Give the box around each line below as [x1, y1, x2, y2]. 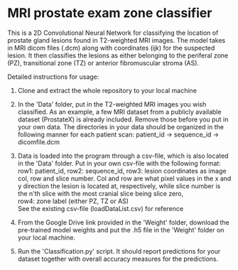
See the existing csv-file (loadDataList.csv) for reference [17, 204, 183, 212]
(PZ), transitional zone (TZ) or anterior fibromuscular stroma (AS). [7, 58, 200, 67]
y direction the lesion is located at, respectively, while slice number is [17, 181, 221, 190]
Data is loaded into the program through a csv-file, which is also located [17, 151, 229, 160]
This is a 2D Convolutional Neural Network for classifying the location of [7, 28, 219, 37]
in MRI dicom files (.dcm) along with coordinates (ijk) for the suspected [7, 43, 215, 52]
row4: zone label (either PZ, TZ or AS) [17, 197, 129, 205]
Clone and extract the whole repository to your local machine [17, 86, 198, 94]
